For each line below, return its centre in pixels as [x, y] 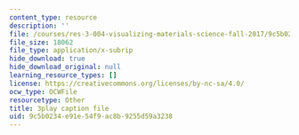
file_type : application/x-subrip [71, 51]
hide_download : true [48, 59]
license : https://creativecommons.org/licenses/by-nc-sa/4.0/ [127, 83]
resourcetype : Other [48, 100]
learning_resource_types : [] [63, 75]
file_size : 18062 [41, 42]
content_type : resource [53, 17]
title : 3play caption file [59, 108]
